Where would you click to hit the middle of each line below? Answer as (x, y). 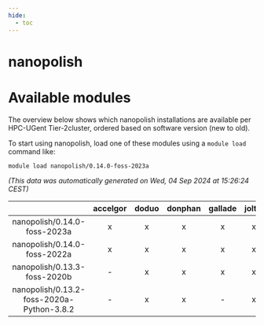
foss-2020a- (49, 299)
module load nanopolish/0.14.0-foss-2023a (79, 166)
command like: (32, 151)
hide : (17, 15)
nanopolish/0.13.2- (49, 290)
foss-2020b (49, 276)
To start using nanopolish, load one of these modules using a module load (127, 143)
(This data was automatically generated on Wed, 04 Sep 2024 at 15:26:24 (129, 180)
